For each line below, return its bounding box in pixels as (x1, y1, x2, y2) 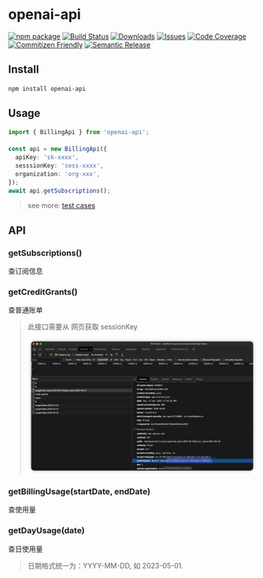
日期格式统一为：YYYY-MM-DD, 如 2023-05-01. (27, 561, 183, 570)
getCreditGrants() (8, 286, 78, 297)
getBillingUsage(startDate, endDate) (8, 487, 151, 498)
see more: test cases (27, 201, 96, 211)
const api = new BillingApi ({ (8, 145, 108, 153)
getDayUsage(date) (8, 525, 85, 536)
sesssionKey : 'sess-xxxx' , (15, 162, 104, 170)
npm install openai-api (8, 84, 87, 92)
